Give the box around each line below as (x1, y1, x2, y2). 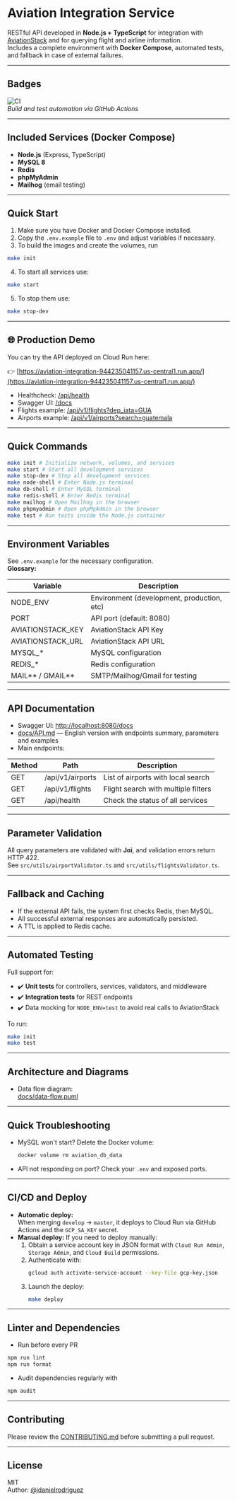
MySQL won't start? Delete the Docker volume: (17, 1137, 154, 1147)
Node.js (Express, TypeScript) (17, 150, 106, 158)
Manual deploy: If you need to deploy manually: (17, 1233, 157, 1241)
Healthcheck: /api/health (17, 390, 90, 399)
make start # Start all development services (7, 465, 143, 473)
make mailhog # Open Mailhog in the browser (7, 499, 140, 506)
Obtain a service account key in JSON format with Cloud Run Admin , (28, 1240, 224, 1249)
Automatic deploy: (17, 1210, 74, 1219)
